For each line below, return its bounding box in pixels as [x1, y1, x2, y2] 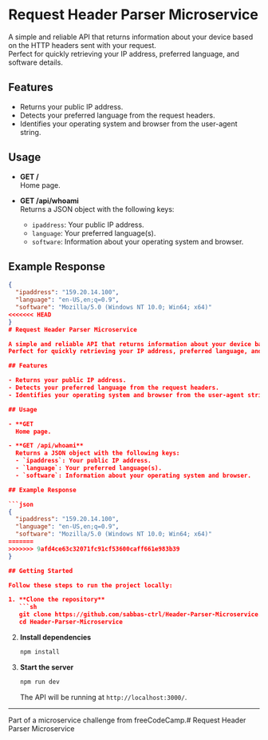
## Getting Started [8, 567, 73, 575]
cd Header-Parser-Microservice [18, 618, 124, 626]
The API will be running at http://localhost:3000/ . [19, 692, 187, 702]
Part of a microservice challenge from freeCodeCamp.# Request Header [8, 715, 246, 725]
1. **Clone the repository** [8, 595, 105, 604]
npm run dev [19, 678, 60, 686]
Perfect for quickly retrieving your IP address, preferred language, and [8, 49, 239, 58]
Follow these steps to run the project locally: [8, 581, 173, 589]
